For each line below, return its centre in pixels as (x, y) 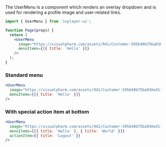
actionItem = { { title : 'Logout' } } (45, 136)
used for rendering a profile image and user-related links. (63, 12)
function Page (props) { (30, 30)
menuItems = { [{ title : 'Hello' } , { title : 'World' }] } (67, 131)
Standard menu (24, 75)
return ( (19, 35)
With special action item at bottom (47, 111)
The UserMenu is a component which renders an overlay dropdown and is (81, 7)
